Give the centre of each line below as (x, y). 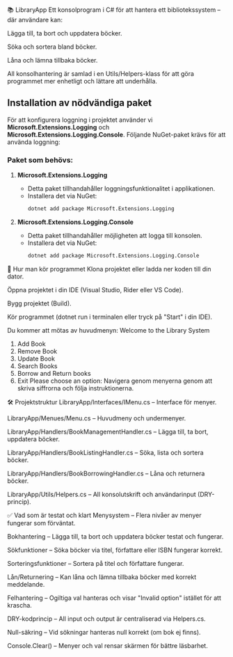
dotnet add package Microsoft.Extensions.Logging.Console (113, 255)
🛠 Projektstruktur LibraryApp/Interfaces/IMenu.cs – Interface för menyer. (112, 402)
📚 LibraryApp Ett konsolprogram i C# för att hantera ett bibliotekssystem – (114, 10)
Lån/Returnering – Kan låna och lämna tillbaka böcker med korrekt (102, 577)
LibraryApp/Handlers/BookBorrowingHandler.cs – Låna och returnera (106, 473)
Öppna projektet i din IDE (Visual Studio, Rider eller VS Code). (95, 290)
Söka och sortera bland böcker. (52, 47)
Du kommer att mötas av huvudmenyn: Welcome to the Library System (109, 330)
